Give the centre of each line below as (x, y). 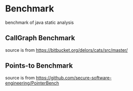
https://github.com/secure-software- (74, 78)
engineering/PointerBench (32, 83)
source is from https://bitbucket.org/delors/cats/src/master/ (66, 50)
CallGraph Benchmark (40, 38)
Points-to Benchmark (39, 66)
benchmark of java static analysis (39, 22)
